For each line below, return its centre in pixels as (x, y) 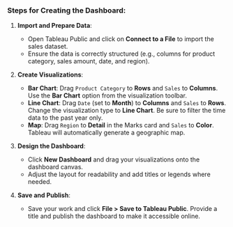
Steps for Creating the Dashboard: (67, 10)
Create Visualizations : (50, 75)
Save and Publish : (44, 195)
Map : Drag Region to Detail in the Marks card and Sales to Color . (121, 125)
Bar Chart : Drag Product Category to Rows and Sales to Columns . (123, 88)
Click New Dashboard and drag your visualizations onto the (114, 159)
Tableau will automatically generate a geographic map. (106, 133)
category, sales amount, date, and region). (89, 61)
